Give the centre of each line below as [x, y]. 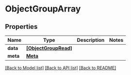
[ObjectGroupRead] [49, 48]
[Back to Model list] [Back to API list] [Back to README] [61, 68]
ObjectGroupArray [43, 9]
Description [91, 40]
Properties [21, 27]
